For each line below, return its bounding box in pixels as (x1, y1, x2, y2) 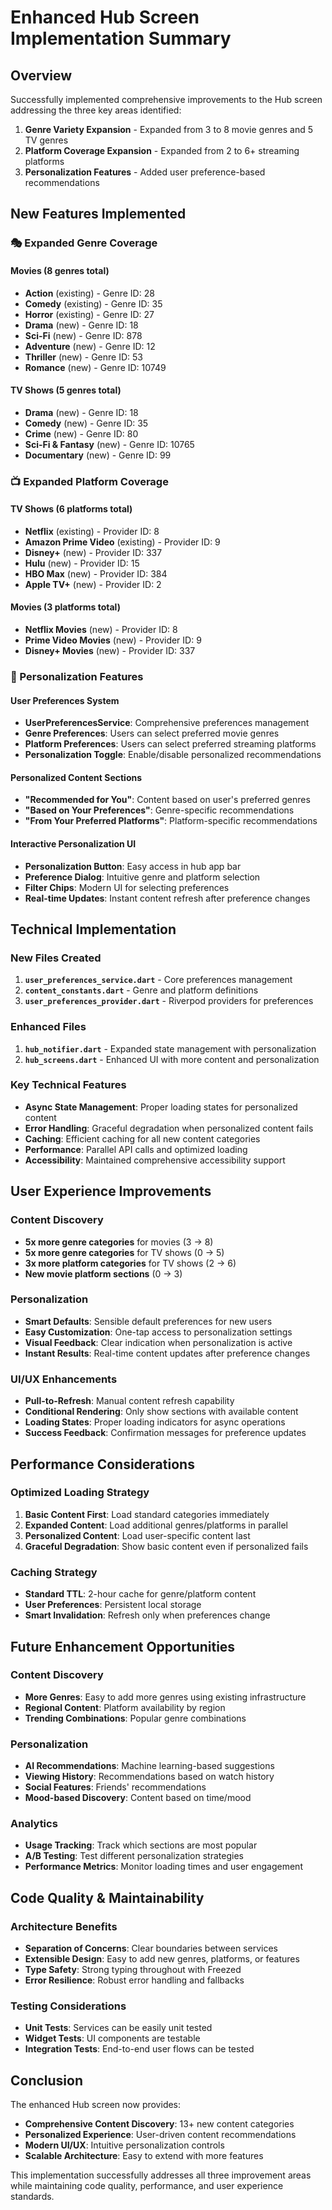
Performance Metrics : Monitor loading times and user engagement (24, 1861, 303, 1873)
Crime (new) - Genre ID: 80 (24, 427, 139, 440)
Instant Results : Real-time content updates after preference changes (24, 1347, 311, 1359)
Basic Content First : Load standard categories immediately (24, 1508, 270, 1520)
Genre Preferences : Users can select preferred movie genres (24, 727, 280, 740)
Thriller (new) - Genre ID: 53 (24, 351, 143, 363)
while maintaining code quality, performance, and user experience (10, 2180, 284, 2192)
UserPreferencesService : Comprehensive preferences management (24, 717, 310, 729)
